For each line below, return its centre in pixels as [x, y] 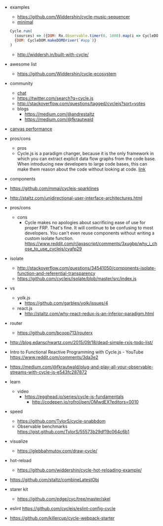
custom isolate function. [49, 238]
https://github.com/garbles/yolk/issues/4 [66, 303]
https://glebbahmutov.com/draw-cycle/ [57, 451]
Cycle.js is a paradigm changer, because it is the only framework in [85, 153]
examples [20, 7]
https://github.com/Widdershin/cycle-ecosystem [67, 73]
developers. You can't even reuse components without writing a [89, 233]
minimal [25, 22]
